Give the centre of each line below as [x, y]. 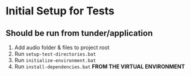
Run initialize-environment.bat [55, 60]
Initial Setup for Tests [60, 11]
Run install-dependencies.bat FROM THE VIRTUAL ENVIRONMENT [99, 66]
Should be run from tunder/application [79, 33]
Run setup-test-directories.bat [55, 54]
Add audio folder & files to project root [62, 47]
